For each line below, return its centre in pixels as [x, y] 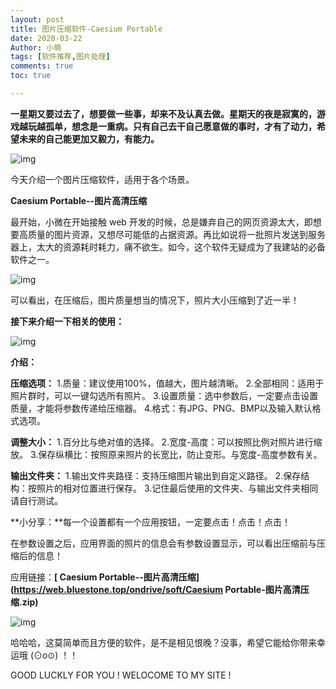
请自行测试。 [36, 500]
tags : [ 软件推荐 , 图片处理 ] [60, 57]
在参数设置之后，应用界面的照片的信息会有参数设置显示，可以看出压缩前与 [163, 543]
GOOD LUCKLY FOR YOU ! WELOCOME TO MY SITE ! [121, 675]
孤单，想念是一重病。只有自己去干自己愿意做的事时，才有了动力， [180, 126]
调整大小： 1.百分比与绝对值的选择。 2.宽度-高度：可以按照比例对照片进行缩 [166, 442]
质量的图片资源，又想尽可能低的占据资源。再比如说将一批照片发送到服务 [176, 234]
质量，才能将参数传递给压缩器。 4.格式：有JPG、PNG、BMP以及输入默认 [161, 408]
